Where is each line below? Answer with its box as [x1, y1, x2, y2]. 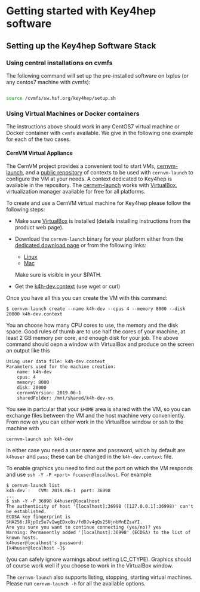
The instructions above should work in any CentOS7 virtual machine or [6, 123, 180, 130]
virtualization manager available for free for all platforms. [6, 188, 146, 195]
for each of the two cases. [6, 136, 71, 143]
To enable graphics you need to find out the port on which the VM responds [6, 465, 193, 472]
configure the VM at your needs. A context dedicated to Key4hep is [6, 175, 172, 183]
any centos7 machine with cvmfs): [6, 78, 91, 85]
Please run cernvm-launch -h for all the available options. [6, 580, 146, 587]
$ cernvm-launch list [6, 483, 60, 489]
